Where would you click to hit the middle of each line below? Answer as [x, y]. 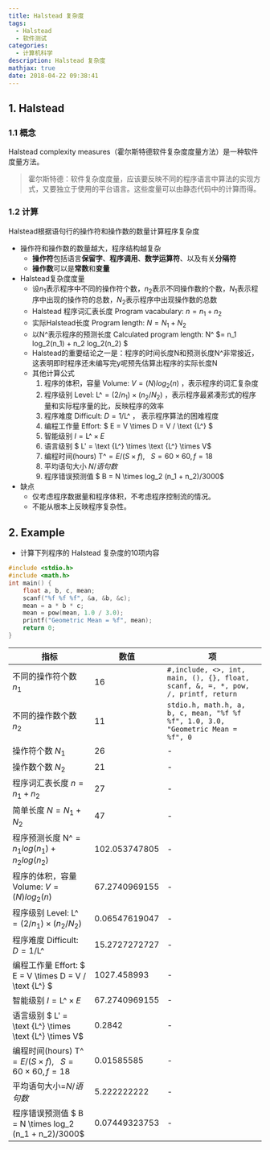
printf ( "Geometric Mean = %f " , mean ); [88, 621]
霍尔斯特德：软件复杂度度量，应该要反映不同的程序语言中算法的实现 [141, 179]
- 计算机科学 [35, 53]
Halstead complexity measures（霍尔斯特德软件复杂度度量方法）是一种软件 [133, 152]
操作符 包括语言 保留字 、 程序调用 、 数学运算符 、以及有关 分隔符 [134, 258]
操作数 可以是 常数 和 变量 [71, 268]
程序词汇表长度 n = [48, 784]
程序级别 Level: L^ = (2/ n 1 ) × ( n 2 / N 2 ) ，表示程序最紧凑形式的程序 [150, 395]
